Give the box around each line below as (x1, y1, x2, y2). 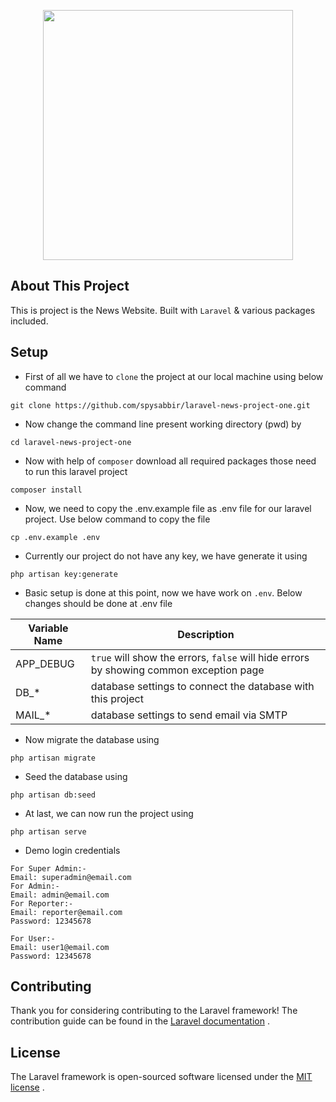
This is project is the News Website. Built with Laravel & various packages (10, 304, 316, 316)
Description (177, 627, 235, 641)
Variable (28, 621, 69, 635)
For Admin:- (10, 881, 60, 891)
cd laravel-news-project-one (10, 437, 132, 447)
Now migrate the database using (24, 733, 160, 745)
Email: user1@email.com (10, 942, 110, 952)
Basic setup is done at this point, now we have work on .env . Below (24, 586, 303, 599)
